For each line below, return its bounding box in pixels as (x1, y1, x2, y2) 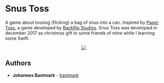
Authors (5, 59, 31, 68)
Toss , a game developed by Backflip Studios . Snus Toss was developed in (5, 24, 158, 30)
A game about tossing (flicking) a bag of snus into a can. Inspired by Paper (5, 19, 159, 25)
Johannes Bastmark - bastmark (12, 72, 79, 78)
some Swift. (5, 35, 30, 41)
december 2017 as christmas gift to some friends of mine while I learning (5, 30, 155, 36)
